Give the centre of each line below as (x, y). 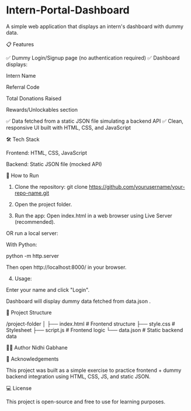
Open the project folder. (43, 204)
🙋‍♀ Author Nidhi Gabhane (37, 347)
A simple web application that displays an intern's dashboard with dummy (95, 26)
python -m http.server (33, 255)
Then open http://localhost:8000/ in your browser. (66, 267)
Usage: (23, 278)
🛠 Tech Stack (23, 139)
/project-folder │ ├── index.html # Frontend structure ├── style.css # (91, 324)
